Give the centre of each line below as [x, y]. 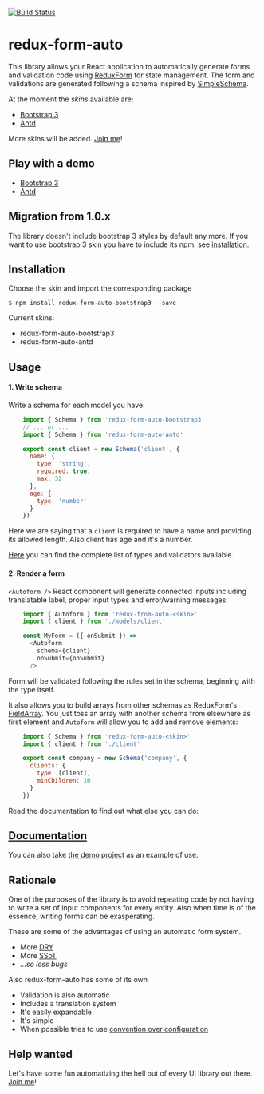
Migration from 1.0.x [59, 217]
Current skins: [32, 318]
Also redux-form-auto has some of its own [78, 980]
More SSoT [38, 956]
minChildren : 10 [64, 781]
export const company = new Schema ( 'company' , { [105, 759]
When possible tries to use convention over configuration [114, 1029]
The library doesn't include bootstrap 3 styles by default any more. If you [128, 236]
